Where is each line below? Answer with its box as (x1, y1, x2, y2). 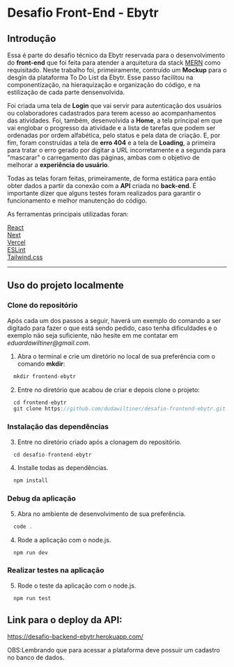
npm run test (13, 595, 52, 602)
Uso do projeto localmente (7, 280, 124, 292)
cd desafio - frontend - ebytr (13, 451, 92, 458)
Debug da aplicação (7, 494, 77, 503)
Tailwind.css (7, 253, 43, 261)
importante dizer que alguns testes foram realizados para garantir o (7, 189, 201, 197)
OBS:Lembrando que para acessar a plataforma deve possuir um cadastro (7, 646, 221, 654)
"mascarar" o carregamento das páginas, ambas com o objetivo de (7, 153, 200, 162)
